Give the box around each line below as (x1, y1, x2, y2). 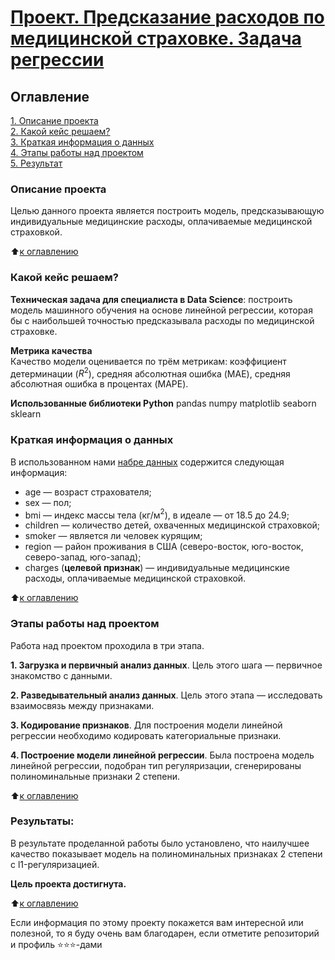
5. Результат (10, 157, 63, 169)
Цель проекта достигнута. (10, 877, 127, 890)
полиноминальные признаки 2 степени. (10, 770, 181, 782)
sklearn (10, 408, 42, 420)
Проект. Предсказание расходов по (10, 6, 325, 29)
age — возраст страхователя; (24, 486, 152, 498)
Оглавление (10, 88, 90, 105)
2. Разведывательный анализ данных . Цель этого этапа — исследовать (10, 689, 323, 701)
